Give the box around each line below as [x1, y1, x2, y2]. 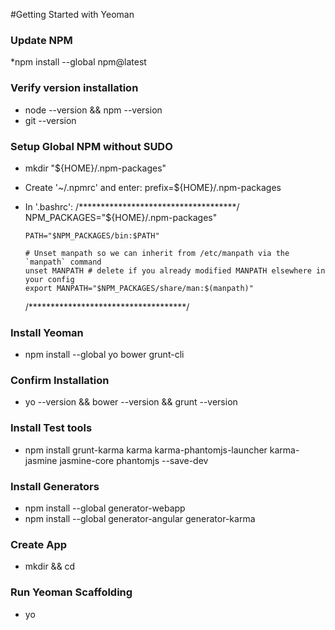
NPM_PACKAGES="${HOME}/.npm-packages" [24, 211, 218, 223]
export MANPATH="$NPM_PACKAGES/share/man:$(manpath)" [24, 283, 254, 293]
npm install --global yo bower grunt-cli [24, 349, 185, 361]
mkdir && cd [24, 560, 76, 573]
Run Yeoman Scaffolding [10, 585, 133, 599]
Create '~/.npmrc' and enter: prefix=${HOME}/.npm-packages [24, 181, 282, 193]
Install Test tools [10, 421, 93, 435]
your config [24, 274, 75, 284]
